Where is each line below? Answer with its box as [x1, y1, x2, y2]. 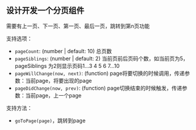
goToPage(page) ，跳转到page [14, 117, 86, 124]
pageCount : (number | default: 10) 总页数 [14, 47, 112, 54]
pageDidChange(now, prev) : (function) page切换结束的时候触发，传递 [14, 84, 182, 92]
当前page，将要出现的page [25, 77, 92, 84]
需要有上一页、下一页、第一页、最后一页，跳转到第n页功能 [6, 22, 150, 30]
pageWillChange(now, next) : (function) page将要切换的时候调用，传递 [14, 70, 185, 77]
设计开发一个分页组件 [6, 5, 84, 16]
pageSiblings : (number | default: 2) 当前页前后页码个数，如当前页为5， [14, 55, 188, 62]
